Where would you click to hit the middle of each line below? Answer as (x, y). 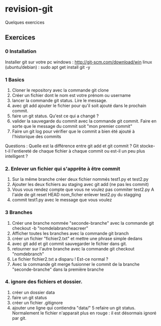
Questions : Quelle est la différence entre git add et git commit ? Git (72, 146)
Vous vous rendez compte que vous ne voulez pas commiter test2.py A (83, 189)
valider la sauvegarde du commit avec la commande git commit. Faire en (84, 121)
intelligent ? (16, 156)
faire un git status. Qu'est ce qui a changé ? (55, 116)
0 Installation (21, 51)
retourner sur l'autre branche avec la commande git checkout (73, 248)
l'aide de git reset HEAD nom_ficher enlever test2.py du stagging (76, 195)
